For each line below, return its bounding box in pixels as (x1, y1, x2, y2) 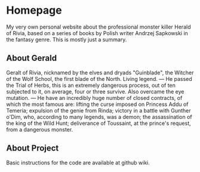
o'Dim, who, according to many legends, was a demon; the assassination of (6, 113, 192, 120)
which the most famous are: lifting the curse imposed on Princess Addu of (6, 101, 189, 108)
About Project (6, 143, 59, 154)
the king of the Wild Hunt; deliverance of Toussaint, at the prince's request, (6, 120, 191, 127)
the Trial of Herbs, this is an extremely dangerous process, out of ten (6, 82, 176, 89)
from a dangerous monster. (6, 126, 73, 133)
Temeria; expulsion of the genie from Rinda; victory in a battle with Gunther (6, 107, 191, 114)
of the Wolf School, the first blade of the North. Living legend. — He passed (6, 75, 192, 82)
